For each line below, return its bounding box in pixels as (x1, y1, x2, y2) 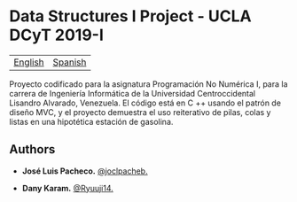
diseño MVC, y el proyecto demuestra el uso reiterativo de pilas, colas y (9, 106, 271, 117)
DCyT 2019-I (9, 25, 105, 45)
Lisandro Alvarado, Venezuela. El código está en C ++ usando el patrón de (9, 97, 282, 108)
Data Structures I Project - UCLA (9, 6, 252, 27)
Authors (9, 142, 56, 157)
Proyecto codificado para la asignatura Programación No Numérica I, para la (9, 78, 288, 89)
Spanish (52, 56, 87, 68)
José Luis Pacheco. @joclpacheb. (21, 166, 148, 176)
